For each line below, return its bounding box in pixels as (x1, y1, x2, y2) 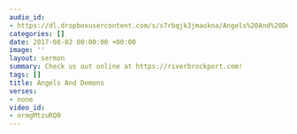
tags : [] (9, 71, 42, 79)
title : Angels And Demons (9, 78, 104, 87)
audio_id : (9, 12, 46, 22)
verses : (9, 86, 38, 95)
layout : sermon (9, 54, 65, 63)
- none (9, 94, 34, 104)
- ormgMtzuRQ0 (9, 111, 62, 120)
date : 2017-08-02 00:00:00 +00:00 (9, 37, 137, 47)
